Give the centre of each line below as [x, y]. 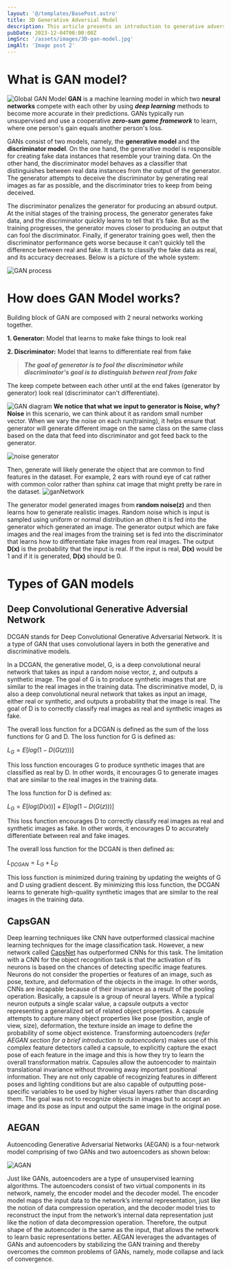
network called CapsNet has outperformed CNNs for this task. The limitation [115, 952]
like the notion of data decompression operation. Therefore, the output [107, 1222]
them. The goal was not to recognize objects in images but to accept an [109, 1099]
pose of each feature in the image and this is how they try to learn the [106, 1055]
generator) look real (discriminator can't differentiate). [84, 393]
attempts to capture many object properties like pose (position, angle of [109, 1018]
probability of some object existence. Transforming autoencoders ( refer [109, 1033]
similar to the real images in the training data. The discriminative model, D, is [115, 686]
